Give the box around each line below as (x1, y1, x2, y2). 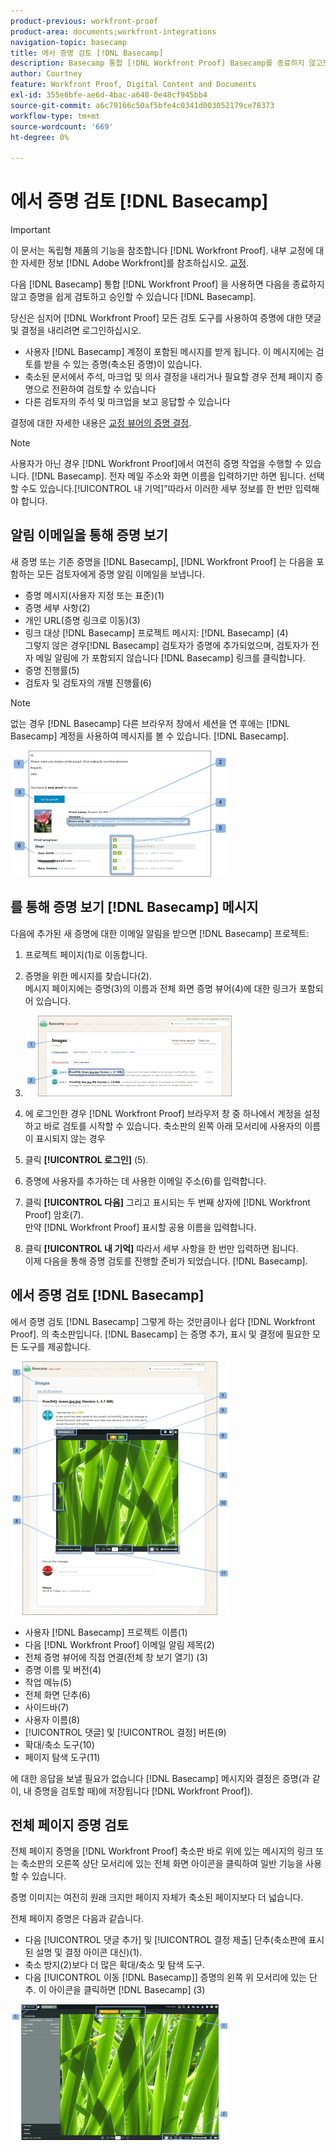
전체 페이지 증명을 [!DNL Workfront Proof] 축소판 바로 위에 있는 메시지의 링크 (10, 1845, 314, 1857)
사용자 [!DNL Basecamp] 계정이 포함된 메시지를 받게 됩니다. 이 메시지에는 (24, 346, 314, 358)
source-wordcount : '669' (10, 121, 114, 132)
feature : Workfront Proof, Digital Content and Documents (10, 80, 257, 90)
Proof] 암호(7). (24, 1208, 84, 1220)
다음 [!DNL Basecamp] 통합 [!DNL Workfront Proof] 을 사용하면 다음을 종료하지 (10, 278, 325, 290)
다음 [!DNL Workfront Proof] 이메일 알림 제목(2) (24, 1638, 215, 1650)
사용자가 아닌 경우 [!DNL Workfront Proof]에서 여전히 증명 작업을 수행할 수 (10, 458, 303, 470)
